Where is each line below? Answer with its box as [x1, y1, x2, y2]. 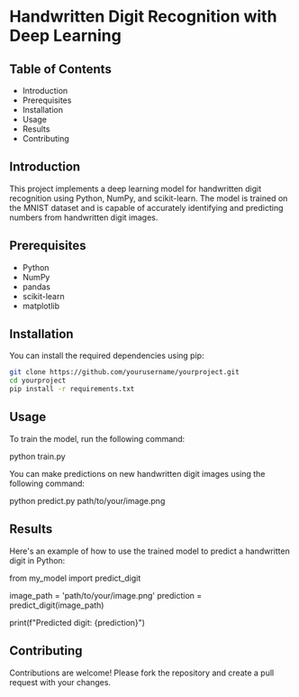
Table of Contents [9, 61, 113, 77]
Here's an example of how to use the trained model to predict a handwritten [9, 546, 290, 556]
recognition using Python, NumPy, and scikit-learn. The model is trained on [9, 192, 288, 204]
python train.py [9, 451, 66, 462]
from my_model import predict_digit [9, 573, 141, 583]
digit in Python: [9, 555, 66, 565]
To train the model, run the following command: [9, 433, 186, 444]
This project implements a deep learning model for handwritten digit [9, 183, 262, 194]
